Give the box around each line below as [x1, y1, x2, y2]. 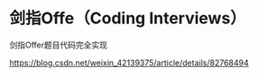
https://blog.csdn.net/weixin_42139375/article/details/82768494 [9, 57, 250, 68]
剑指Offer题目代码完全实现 [9, 39, 108, 50]
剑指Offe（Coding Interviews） [9, 8, 246, 29]
